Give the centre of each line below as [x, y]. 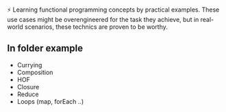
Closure [28, 87]
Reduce [28, 94]
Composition [35, 72]
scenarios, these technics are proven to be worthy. [96, 27]
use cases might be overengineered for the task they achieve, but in [103, 20]
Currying [29, 65]
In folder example [45, 48]
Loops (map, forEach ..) [50, 101]
